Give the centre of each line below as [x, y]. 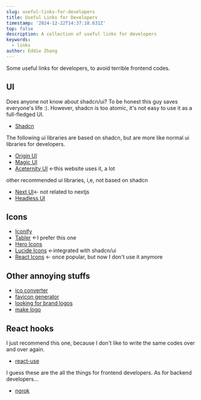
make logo [28, 310]
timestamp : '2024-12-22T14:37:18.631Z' [56, 23]
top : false [20, 29]
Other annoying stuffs [48, 276]
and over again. [25, 349]
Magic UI [26, 162]
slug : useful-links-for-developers [51, 12]
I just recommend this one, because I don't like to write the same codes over [100, 343]
